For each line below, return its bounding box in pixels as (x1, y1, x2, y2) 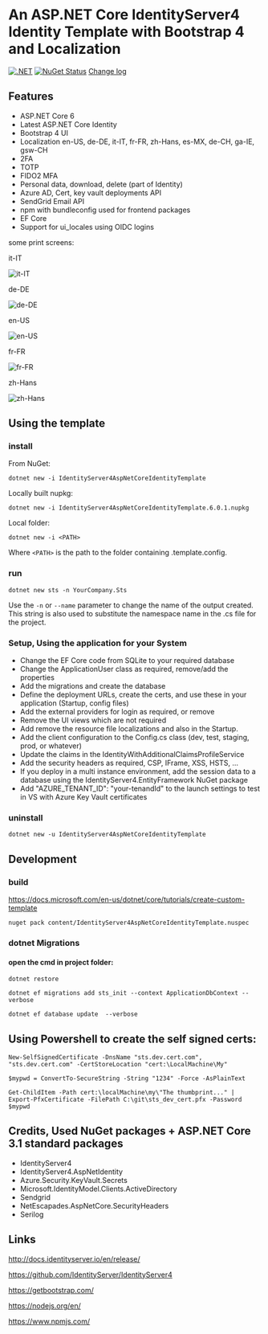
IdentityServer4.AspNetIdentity (19, 1167, 123, 1176)
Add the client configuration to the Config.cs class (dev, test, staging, (19, 733, 250, 743)
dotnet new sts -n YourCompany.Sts (8, 586, 128, 594)
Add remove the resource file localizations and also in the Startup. (19, 724, 238, 734)
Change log (87, 66, 127, 76)
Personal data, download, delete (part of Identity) (19, 179, 183, 189)
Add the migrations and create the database (19, 681, 166, 691)
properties (19, 673, 55, 682)
